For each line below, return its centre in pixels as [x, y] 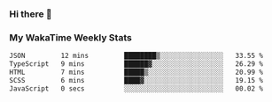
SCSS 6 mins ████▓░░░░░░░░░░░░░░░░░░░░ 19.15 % [136, 80]
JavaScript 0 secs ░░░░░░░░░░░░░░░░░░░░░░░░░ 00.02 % [136, 88]
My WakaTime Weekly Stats [71, 37]
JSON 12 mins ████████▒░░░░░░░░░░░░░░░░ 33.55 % [136, 56]
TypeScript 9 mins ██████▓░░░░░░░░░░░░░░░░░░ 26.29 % [136, 64]
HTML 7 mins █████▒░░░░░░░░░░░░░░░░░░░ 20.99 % [136, 72]
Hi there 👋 [31, 14]
